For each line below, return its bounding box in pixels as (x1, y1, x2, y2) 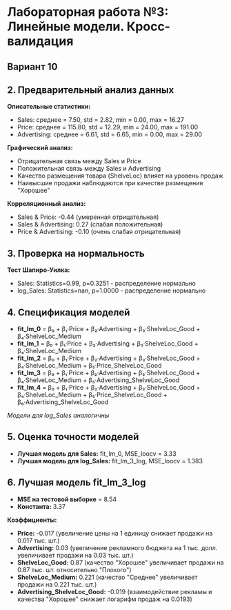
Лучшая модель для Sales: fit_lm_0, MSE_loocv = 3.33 (17, 449, 177, 458)
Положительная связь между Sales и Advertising (17, 165, 161, 173)
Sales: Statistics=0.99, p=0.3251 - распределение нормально (17, 280, 197, 288)
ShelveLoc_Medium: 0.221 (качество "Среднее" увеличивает (17, 573, 198, 581)
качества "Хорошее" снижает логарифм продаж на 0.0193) (17, 595, 193, 603)
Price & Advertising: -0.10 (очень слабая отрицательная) (17, 228, 181, 236)
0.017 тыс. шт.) (17, 536, 60, 545)
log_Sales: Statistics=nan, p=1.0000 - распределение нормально (17, 286, 206, 295)
